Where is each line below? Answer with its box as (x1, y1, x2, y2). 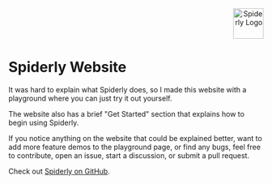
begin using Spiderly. (8, 118, 79, 127)
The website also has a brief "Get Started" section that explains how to (8, 109, 245, 118)
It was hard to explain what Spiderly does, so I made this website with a (8, 84, 247, 94)
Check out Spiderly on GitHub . (8, 166, 111, 176)
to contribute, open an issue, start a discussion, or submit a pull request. (8, 150, 249, 160)
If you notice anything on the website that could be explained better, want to (8, 133, 263, 143)
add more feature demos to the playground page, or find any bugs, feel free (8, 142, 261, 152)
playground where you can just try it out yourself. (8, 93, 172, 103)
